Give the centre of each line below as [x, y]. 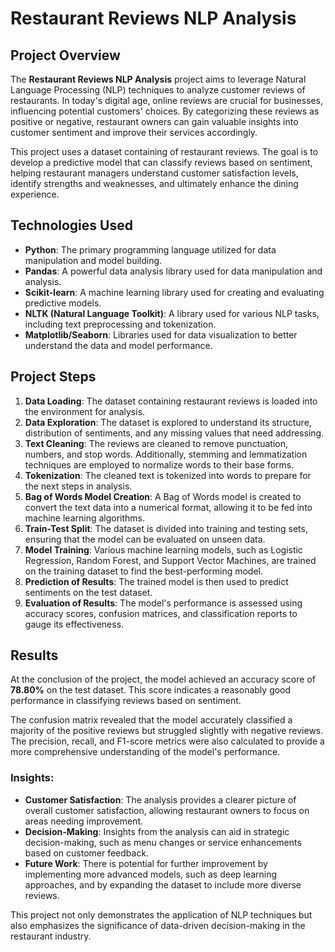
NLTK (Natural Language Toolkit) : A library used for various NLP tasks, [172, 313]
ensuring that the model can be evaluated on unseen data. [145, 539]
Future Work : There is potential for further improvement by [146, 863]
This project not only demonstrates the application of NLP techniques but [161, 914]
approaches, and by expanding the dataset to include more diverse [163, 884]
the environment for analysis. [85, 411]
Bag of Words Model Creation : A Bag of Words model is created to [163, 496]
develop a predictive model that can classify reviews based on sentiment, [161, 162]
